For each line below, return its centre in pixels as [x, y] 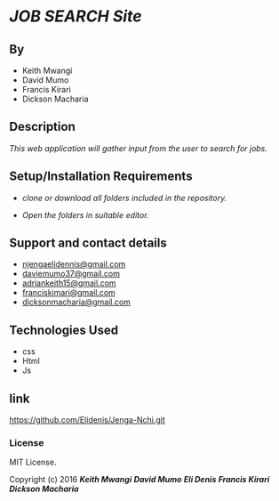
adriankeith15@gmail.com [69, 283]
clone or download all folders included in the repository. [124, 198]
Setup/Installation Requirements [101, 177]
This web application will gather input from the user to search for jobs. [139, 148]
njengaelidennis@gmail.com [74, 264]
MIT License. [33, 462]
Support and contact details [88, 243]
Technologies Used [64, 330]
